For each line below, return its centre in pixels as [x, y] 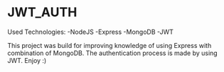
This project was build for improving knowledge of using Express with [110, 45]
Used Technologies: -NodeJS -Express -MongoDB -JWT [91, 32]
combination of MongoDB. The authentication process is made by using [113, 53]
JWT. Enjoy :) [27, 60]
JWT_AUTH [42, 12]
